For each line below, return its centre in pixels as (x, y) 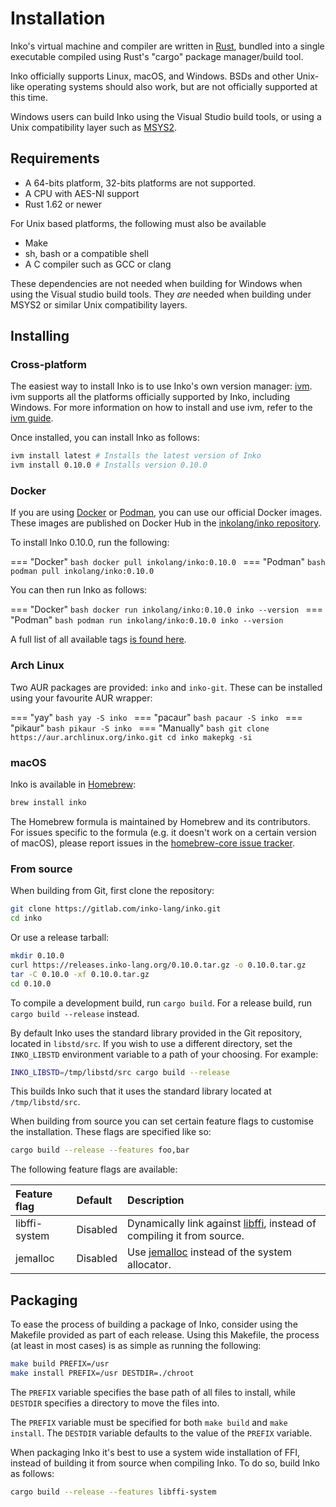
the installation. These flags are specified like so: (111, 1132)
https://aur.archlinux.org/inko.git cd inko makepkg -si (131, 737)
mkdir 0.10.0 (37, 956)
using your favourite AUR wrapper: (81, 698)
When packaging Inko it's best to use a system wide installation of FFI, (155, 1452)
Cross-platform (48, 365)
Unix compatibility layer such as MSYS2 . (94, 127)
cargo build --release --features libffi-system (113, 1492)
